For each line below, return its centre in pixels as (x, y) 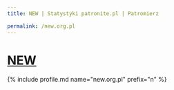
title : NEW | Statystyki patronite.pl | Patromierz (83, 13)
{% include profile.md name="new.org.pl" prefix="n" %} (87, 80)
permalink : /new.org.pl (41, 26)
